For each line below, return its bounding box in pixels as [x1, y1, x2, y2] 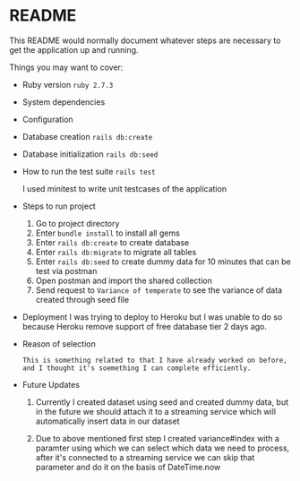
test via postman [35, 265, 98, 276]
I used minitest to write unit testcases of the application [21, 183, 227, 193]
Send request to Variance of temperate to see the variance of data [35, 284, 283, 296]
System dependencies [21, 96, 106, 107]
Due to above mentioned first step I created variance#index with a [35, 433, 280, 443]
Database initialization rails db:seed [21, 149, 159, 159]
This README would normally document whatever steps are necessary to [9, 35, 281, 46]
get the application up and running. [9, 44, 139, 55]
